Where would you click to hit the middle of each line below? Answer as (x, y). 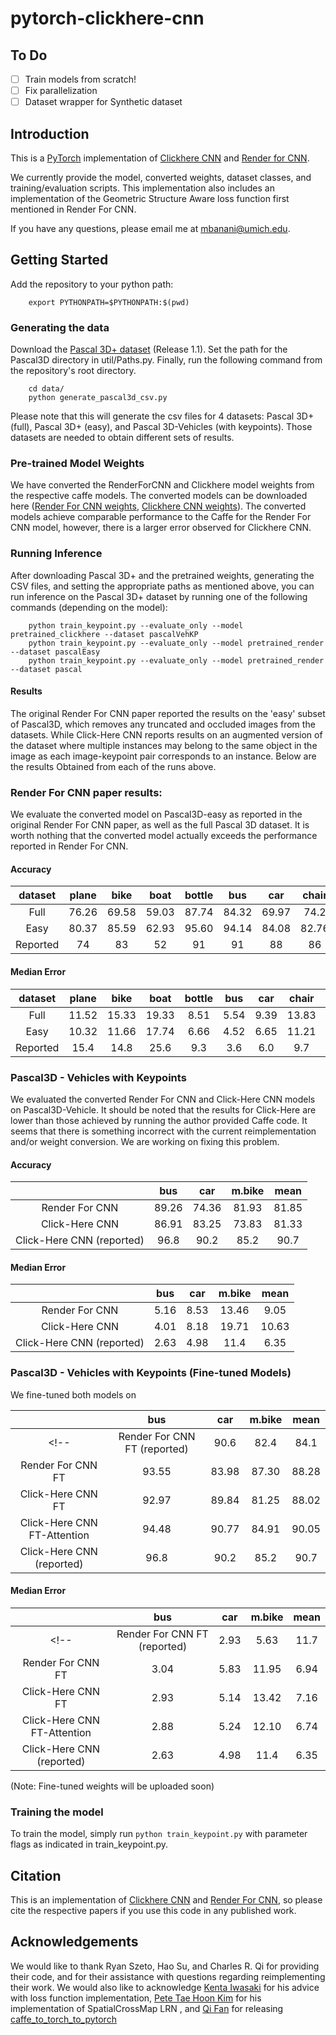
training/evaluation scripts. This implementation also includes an (142, 188)
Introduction (50, 133)
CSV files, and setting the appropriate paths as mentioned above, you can (162, 586)
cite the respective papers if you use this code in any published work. (153, 1910)
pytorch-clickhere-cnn (107, 18)
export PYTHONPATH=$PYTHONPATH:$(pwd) (109, 302)
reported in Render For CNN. (69, 846)
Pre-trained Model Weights (77, 464)
